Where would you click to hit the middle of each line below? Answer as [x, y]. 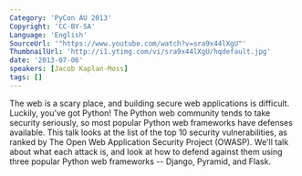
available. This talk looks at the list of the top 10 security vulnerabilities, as [148, 132]
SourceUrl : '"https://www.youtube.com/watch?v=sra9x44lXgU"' [128, 43]
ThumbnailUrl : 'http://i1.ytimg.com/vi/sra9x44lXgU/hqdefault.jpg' [141, 52]
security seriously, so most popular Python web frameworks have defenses [151, 122]
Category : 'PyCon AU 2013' [61, 18]
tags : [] [26, 78]
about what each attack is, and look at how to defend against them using [146, 151]
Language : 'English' [49, 35]
